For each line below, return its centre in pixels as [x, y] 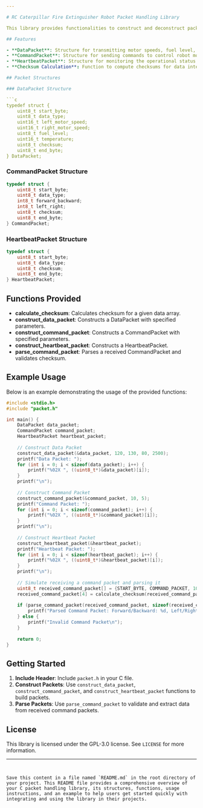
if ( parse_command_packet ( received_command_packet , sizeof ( [94, 605]
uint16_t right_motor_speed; [54, 128]
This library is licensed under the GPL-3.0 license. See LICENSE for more [95, 744]
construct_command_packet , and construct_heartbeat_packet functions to [105, 691]
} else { [28, 617]
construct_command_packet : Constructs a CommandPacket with [97, 333]
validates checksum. [40, 359]
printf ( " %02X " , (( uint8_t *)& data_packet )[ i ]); [89, 470]
